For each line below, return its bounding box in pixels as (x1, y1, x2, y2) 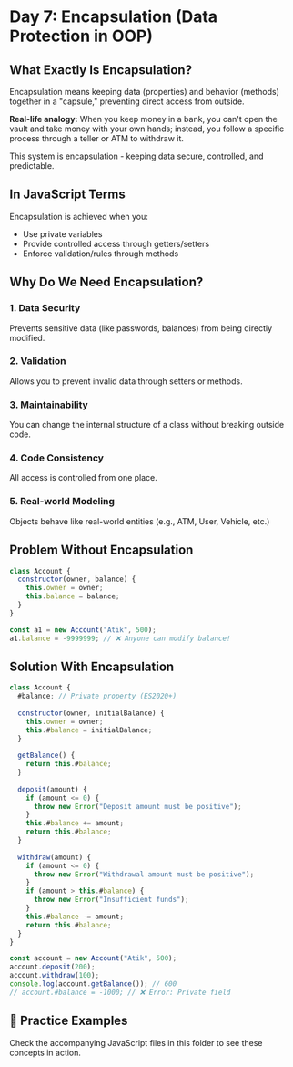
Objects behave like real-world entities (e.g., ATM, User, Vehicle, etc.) (9, 515, 270, 526)
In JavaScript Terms (9, 187, 126, 202)
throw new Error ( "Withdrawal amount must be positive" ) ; (33, 869, 255, 879)
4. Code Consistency (9, 451, 105, 464)
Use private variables (22, 228, 103, 239)
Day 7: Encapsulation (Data (9, 6, 218, 27)
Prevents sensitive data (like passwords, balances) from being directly (9, 322, 273, 334)
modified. (9, 332, 45, 343)
